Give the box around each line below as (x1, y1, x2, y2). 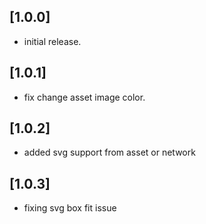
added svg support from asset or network (23, 146, 196, 159)
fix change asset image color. (23, 91, 146, 103)
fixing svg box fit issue (23, 202, 117, 214)
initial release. (23, 35, 82, 47)
